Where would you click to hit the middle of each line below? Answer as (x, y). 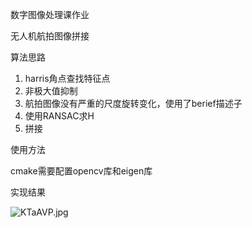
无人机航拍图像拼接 (50, 36)
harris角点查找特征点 (67, 78)
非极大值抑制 (51, 91)
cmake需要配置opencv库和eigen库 (81, 171)
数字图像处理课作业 (50, 14)
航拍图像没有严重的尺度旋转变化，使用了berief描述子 (133, 103)
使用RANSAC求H (59, 116)
